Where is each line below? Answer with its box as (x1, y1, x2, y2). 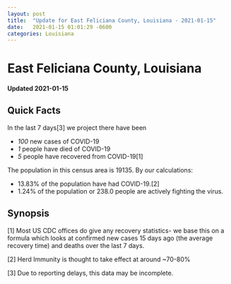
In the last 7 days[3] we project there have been (7, 123, 147, 131)
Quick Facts (7, 105, 61, 117)
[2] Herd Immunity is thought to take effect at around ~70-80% (7, 255, 191, 264)
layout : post (7, 10, 46, 18)
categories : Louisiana (7, 30, 74, 37)
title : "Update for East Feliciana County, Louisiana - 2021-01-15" (7, 17, 217, 24)
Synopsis (7, 208, 49, 220)
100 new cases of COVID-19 (17, 137, 100, 146)
